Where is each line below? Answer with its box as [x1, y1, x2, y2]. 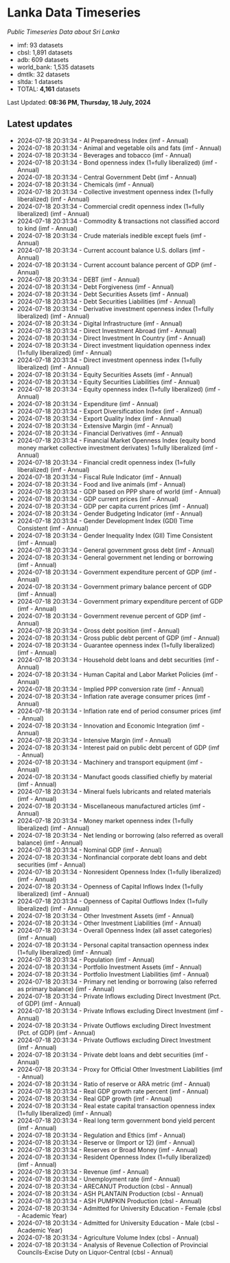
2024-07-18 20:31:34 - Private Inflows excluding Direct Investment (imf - [16, 1006, 224, 1015]
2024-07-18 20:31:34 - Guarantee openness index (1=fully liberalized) [16, 641, 215, 649]
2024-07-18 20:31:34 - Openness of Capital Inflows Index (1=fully [16, 882, 204, 891]
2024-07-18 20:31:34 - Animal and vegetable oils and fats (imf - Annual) [16, 143, 222, 152]
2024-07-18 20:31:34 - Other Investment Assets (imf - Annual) [16, 911, 194, 920]
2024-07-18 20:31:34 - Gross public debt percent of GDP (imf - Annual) [16, 633, 220, 641]
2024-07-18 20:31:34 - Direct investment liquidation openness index [16, 341, 211, 349]
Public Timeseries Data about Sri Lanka [7, 28, 120, 36]
